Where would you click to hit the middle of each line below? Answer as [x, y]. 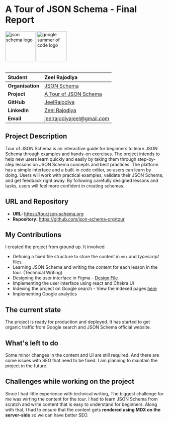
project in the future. [26, 366]
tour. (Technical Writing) [37, 273]
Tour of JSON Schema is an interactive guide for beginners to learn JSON [81, 148]
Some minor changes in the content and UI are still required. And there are [82, 355]
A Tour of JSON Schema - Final [71, 9]
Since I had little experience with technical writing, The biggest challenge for [84, 393]
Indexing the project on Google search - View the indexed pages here [84, 289]
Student [18, 77]
